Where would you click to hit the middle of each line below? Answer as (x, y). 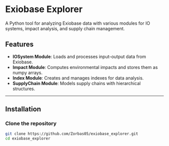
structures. (24, 89)
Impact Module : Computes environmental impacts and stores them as (85, 67)
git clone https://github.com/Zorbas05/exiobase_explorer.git (72, 134)
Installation (23, 109)
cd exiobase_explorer (28, 139)
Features (19, 45)
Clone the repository (31, 123)
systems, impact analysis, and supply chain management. (65, 28)
